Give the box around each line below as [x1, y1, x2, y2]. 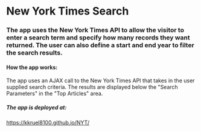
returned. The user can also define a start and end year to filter [6, 41, 194, 50]
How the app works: [6, 64, 58, 71]
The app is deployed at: [6, 104, 67, 111]
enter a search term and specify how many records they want [6, 33, 190, 42]
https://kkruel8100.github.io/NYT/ [6, 119, 89, 127]
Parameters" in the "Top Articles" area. [6, 90, 103, 97]
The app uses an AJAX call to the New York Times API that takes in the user [6, 77, 195, 84]
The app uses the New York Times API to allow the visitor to [6, 26, 184, 35]
